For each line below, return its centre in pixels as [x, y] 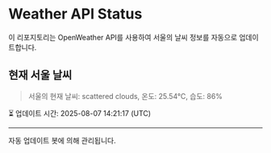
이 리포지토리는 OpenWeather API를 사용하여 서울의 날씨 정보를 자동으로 [123, 37]
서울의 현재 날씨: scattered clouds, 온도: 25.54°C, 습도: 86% [125, 96]
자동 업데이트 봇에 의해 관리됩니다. [62, 140]
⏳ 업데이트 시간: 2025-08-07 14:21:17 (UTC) [80, 113]
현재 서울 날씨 [40, 75]
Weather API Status [75, 14]
